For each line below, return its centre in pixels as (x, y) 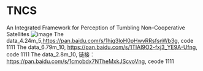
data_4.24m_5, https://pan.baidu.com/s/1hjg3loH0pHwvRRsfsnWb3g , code (100, 40)
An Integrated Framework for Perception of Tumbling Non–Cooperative (96, 28)
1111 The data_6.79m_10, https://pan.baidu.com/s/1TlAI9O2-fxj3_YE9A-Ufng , (102, 47)
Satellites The (35, 34)
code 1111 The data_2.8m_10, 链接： (51, 54)
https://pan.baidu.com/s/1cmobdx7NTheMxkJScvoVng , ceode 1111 (90, 61)
